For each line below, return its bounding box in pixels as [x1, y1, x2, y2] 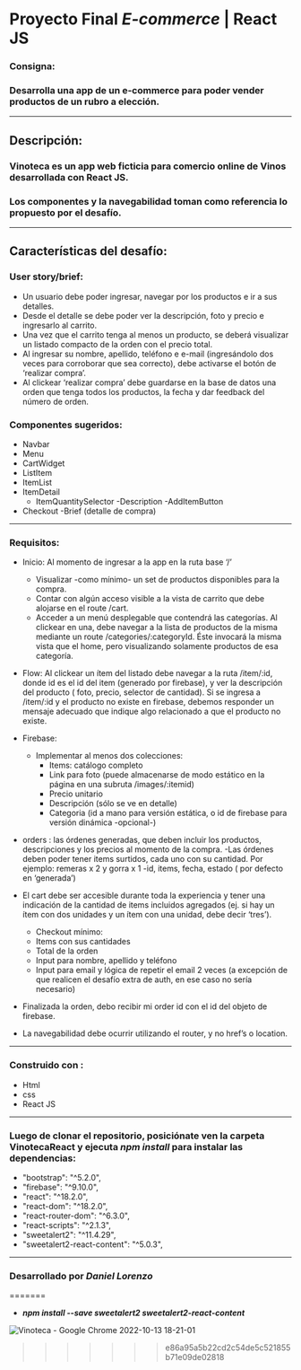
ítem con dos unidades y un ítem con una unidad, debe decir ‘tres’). [21, 909, 272, 920]
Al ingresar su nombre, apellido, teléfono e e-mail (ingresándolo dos [21, 348, 274, 359]
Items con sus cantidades [35, 936, 132, 947]
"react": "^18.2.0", [21, 1190, 89, 1202]
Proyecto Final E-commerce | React [9, 9, 278, 30]
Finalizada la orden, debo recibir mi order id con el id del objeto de [21, 1001, 268, 1012]
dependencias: [9, 1152, 76, 1164]
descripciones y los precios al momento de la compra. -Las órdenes [21, 844, 274, 855]
